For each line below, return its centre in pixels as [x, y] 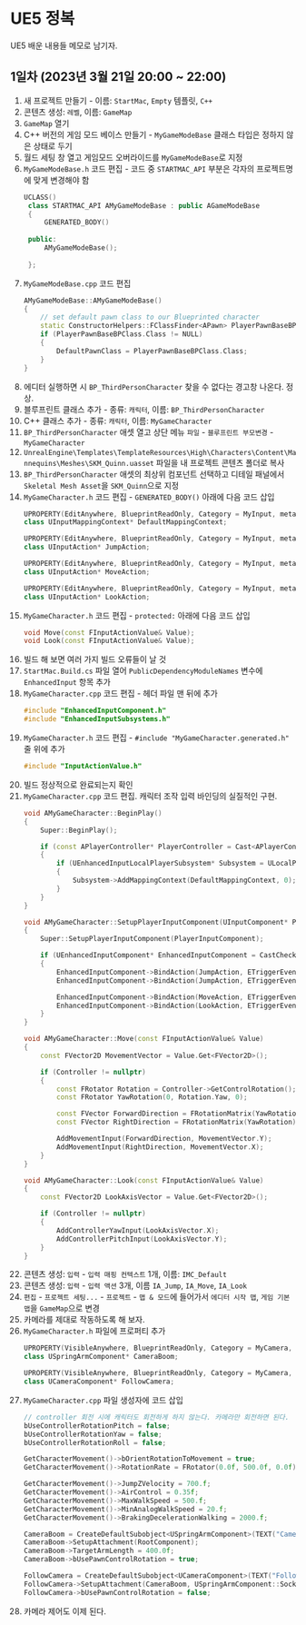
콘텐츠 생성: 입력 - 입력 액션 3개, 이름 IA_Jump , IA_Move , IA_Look [135, 1285]
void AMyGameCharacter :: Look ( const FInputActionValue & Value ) [143, 1180]
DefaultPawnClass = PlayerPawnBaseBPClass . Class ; [152, 351]
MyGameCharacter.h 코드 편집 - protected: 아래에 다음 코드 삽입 [137, 615]
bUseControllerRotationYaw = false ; [93, 1434]
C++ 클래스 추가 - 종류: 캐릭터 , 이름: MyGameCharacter [118, 421]
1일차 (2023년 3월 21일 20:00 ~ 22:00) [118, 77]
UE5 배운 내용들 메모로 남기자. [64, 45]
